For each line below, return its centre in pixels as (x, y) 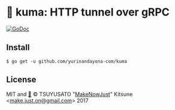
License (21, 80)
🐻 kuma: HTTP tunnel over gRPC (88, 12)
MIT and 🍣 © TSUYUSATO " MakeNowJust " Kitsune (70, 94)
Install (18, 48)
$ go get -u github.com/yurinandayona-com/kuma (67, 61)
